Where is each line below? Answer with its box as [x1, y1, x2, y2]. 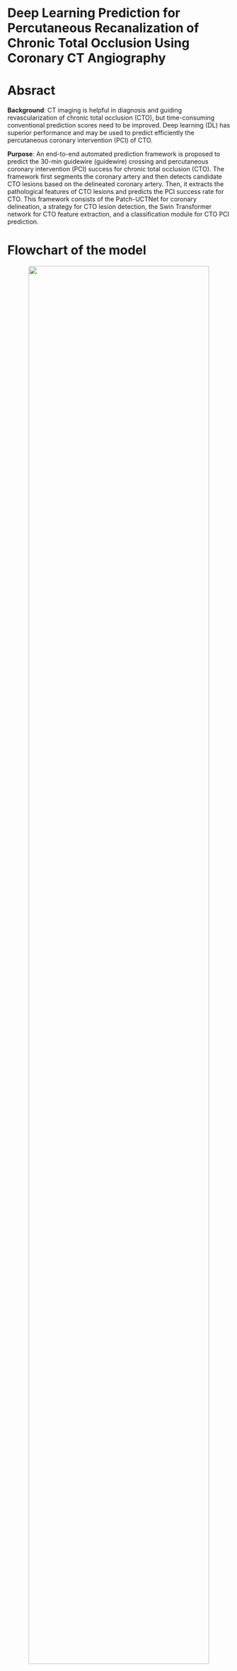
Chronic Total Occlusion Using [7, 35, 190, 51]
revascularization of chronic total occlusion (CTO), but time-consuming [7, 113, 215, 122]
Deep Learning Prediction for [7, 5, 180, 21]
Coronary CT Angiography [7, 50, 166, 67]
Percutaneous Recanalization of [7, 20, 200, 36]
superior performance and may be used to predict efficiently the [7, 129, 195, 137]
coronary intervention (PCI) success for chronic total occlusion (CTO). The [7, 165, 225, 173]
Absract [7, 83, 56, 98]
